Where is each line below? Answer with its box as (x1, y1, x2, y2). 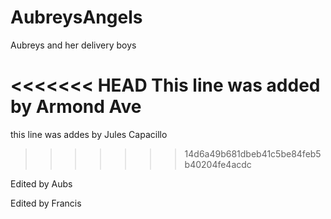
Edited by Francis (10, 197, 82, 209)
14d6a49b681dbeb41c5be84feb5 (184, 147, 322, 160)
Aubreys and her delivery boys (10, 39, 137, 51)
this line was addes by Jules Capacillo (10, 128, 168, 140)
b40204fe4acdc (184, 158, 252, 170)
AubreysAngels (10, 6, 143, 29)
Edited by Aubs (10, 177, 73, 190)
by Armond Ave (10, 96, 142, 118)
